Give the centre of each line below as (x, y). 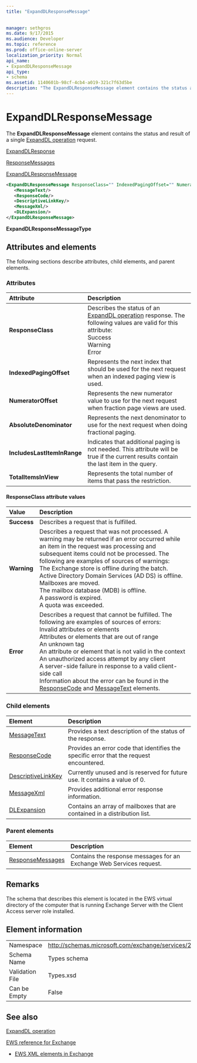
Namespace (26, 945)
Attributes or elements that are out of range (99, 637)
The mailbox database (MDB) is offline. (93, 591)
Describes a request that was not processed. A (103, 532)
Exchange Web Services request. (116, 864)
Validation (23, 972)
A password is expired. (71, 598)
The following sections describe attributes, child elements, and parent (90, 261)
